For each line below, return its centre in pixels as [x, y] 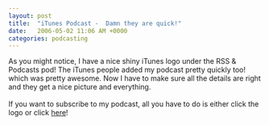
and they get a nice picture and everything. [80, 87]
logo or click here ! [38, 113]
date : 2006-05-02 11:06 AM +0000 [68, 31]
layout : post [30, 16]
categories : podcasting [48, 38]
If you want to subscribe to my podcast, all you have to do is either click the [134, 104]
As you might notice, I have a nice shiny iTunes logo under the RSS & [122, 61]
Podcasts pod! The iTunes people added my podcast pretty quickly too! [127, 70]
